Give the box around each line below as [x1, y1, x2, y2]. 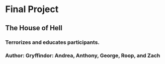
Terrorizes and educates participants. [5, 39, 100, 46]
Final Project [5, 4, 59, 15]
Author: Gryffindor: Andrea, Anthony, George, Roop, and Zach [5, 52, 160, 59]
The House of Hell [5, 24, 63, 32]
